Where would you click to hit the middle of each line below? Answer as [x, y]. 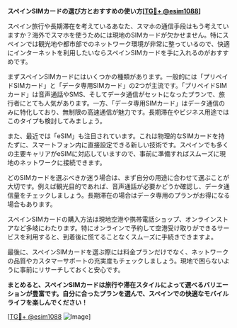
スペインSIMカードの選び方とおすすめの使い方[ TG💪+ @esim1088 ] [104, 11]
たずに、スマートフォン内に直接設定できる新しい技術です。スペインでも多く [118, 145]
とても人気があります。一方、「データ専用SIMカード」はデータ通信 [122, 103]
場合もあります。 [32, 204]
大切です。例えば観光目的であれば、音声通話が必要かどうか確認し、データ [116, 186]
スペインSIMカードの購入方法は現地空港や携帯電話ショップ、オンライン [112, 219]
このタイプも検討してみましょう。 [57, 121]
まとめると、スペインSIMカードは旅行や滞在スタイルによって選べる [105, 285]
